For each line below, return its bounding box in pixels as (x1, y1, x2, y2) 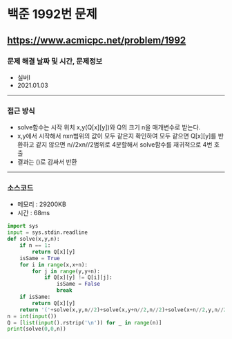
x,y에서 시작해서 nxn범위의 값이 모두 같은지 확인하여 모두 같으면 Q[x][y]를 (17, 132, 217, 140)
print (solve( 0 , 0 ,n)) (7, 326, 67, 333)
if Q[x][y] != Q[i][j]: (43, 274, 113, 281)
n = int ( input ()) (7, 313, 57, 320)
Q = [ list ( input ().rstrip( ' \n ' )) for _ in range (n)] (7, 319, 162, 326)
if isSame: (19, 293, 51, 301)
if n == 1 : (19, 242, 51, 249)
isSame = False (56, 281, 100, 288)
